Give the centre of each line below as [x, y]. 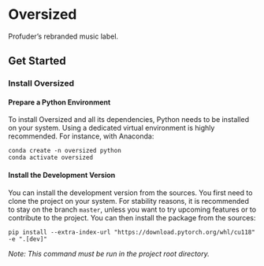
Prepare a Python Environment [59, 102]
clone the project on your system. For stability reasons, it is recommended [129, 201]
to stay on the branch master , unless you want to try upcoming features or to [132, 209]
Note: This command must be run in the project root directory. [109, 253]
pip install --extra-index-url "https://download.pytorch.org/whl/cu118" [132, 232]
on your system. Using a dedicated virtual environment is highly [112, 128]
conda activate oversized [50, 158]
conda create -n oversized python [65, 151]
